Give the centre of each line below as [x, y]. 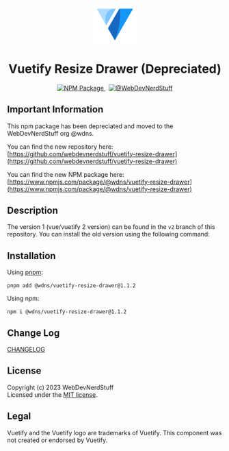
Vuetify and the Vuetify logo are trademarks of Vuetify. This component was [114, 432]
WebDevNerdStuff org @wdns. [51, 133]
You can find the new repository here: [60, 147]
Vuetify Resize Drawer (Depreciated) [115, 69]
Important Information [55, 109]
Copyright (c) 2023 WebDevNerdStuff [60, 387]
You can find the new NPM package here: [66, 174]
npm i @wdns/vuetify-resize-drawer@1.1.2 [67, 312]
